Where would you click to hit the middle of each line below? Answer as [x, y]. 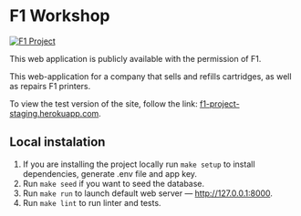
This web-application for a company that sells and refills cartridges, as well [150, 76]
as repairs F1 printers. [50, 86]
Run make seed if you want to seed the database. [114, 183]
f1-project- [219, 103]
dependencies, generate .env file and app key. [110, 173]
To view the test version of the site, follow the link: [104, 103]
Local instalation [57, 142]
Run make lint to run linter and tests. [92, 202]
